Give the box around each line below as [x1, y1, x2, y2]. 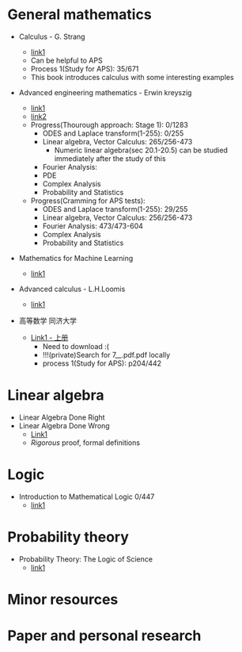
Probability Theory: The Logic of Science [18, 554, 153, 564]
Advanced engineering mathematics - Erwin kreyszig [18, 87, 192, 97]
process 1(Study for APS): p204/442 [42, 359, 162, 368]
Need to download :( [42, 341, 110, 351]
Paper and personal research [7, 627, 202, 645]
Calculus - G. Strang [18, 32, 85, 41]
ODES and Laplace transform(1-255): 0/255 [42, 128, 184, 138]
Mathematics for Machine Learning [18, 253, 134, 263]
